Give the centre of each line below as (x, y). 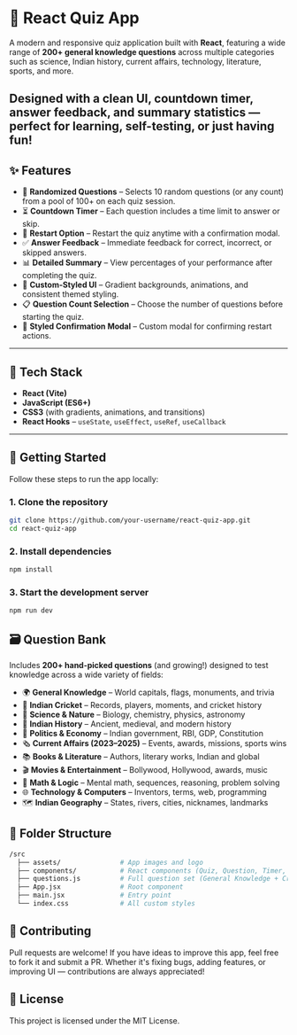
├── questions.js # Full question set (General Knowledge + (148, 879)
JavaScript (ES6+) (56, 402)
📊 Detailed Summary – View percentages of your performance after (147, 263)
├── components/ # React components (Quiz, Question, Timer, (152, 871)
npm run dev (31, 611)
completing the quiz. (59, 276)
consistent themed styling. (70, 294)
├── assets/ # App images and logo (110, 862)
